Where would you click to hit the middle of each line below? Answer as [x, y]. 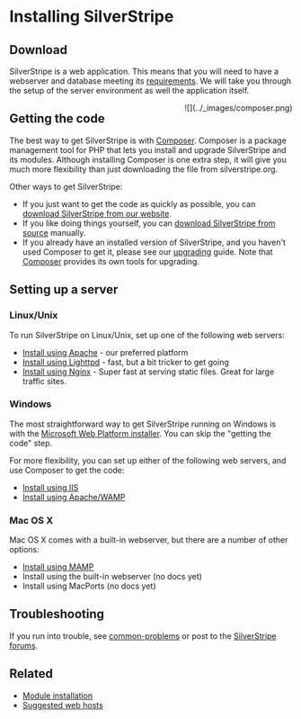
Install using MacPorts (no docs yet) [89, 586]
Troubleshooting [57, 614]
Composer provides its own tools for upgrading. [111, 261]
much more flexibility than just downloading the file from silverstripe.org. [144, 169]
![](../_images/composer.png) [238, 108]
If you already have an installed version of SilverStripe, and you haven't [154, 242]
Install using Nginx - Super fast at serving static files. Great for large [148, 372]
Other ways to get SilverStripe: [66, 186]
